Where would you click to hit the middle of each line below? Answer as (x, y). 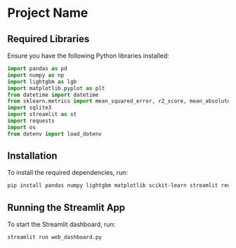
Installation (32, 156)
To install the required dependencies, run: (68, 173)
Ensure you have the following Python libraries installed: (88, 56)
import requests (31, 121)
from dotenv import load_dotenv (54, 134)
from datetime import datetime (53, 95)
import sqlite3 (29, 108)
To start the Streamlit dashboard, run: (61, 224)
